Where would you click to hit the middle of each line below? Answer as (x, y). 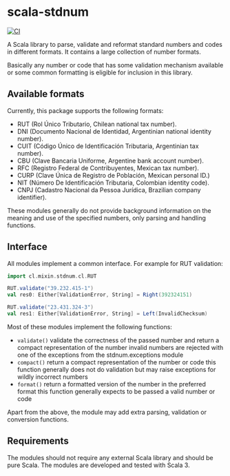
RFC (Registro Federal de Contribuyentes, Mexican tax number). (108, 168)
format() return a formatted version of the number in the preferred (112, 384)
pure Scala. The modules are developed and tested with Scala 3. (99, 465)
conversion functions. (38, 419)
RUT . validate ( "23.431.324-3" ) (51, 307)
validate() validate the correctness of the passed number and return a (118, 340)
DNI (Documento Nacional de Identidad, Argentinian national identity (114, 131)
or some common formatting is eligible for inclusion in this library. (100, 72)
